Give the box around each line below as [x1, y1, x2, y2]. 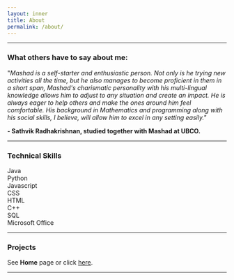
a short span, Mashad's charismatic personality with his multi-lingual [7, 83, 208, 91]
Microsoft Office [7, 218, 54, 227]
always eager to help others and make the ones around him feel [7, 98, 192, 107]
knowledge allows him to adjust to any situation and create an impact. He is [7, 91, 226, 99]
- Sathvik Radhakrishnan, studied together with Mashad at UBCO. [7, 126, 201, 135]
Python [7, 174, 28, 182]
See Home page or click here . [7, 258, 93, 267]
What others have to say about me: [7, 53, 128, 63]
